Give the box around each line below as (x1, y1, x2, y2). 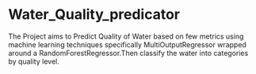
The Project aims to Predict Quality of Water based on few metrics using (8, 31, 244, 41)
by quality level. (8, 57, 59, 66)
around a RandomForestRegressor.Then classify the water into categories (8, 48, 249, 57)
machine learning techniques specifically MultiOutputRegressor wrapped (8, 39, 247, 49)
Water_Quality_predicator (8, 6, 181, 24)
